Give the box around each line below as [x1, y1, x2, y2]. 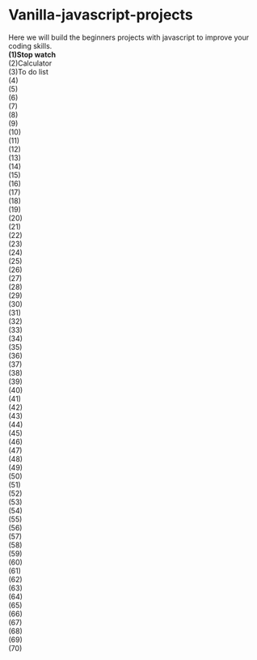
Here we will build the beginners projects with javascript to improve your [8, 32, 250, 42]
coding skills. [8, 40, 53, 50]
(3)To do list [8, 66, 48, 76]
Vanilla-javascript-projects [8, 6, 194, 24]
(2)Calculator [8, 58, 53, 68]
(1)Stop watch [8, 49, 57, 59]
